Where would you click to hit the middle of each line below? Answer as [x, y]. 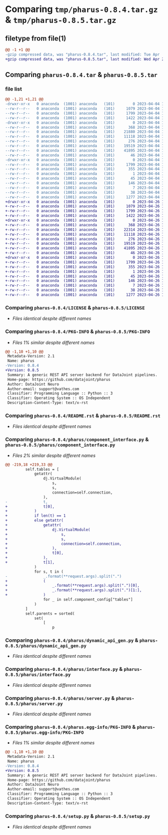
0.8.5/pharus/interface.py [38, 675]
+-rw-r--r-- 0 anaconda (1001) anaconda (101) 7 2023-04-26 [82, 286]
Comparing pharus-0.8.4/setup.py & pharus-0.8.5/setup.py [78, 816]
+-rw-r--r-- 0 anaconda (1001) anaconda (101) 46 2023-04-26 [82, 253]
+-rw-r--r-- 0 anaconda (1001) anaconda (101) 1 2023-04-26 [82, 271]
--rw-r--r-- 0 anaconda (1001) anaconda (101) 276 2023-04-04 [82, 141]
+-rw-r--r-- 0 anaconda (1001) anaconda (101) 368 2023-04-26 [82, 225]
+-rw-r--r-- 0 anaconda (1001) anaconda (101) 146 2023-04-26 [82, 281]
